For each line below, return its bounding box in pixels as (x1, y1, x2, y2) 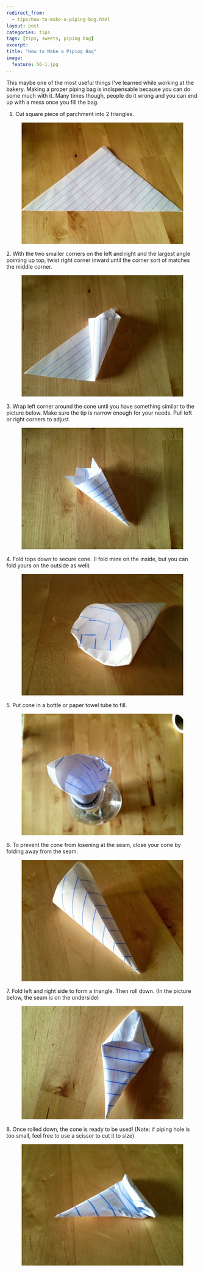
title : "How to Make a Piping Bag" (6, 49, 97, 55)
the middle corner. (6, 263, 52, 270)
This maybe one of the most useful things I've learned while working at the (6, 79, 194, 86)
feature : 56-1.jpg (12, 61, 59, 67)
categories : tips (6, 29, 51, 35)
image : (6, 55, 23, 61)
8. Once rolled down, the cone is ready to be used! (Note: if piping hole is (6, 1125, 190, 1133)
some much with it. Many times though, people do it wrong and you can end (6, 92, 198, 99)
